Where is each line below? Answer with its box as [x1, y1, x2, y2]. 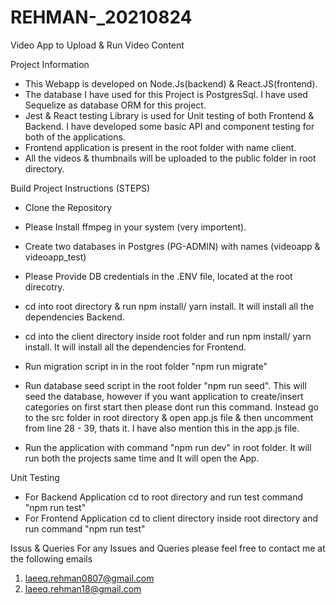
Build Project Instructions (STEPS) [10, 182, 151, 194]
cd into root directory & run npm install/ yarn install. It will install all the [24, 300, 315, 312]
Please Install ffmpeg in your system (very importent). [24, 221, 247, 233]
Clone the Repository [24, 201, 113, 213]
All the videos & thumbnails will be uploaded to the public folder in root [24, 152, 317, 164]
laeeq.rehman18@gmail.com [24, 582, 142, 595]
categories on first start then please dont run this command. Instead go [24, 401, 319, 413]
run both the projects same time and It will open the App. [24, 452, 260, 464]
